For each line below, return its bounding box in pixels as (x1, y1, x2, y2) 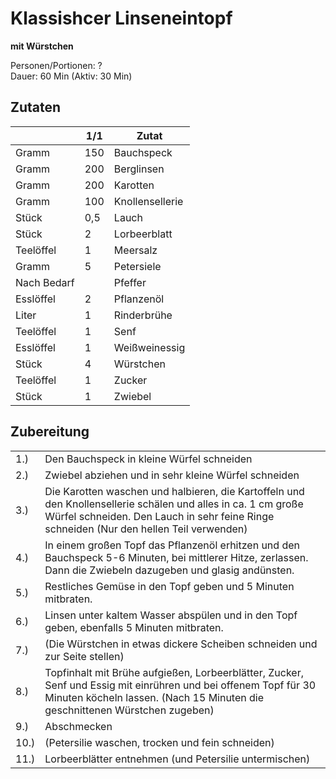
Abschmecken (44, 719, 113, 733)
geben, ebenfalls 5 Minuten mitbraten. (44, 620, 224, 634)
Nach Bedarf (15, 275, 75, 289)
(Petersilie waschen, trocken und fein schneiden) (44, 735, 275, 749)
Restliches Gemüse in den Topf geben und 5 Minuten (44, 579, 295, 593)
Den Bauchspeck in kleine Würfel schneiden (44, 452, 253, 466)
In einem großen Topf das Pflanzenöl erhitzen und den (44, 538, 300, 552)
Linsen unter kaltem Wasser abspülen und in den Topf (44, 608, 298, 622)
